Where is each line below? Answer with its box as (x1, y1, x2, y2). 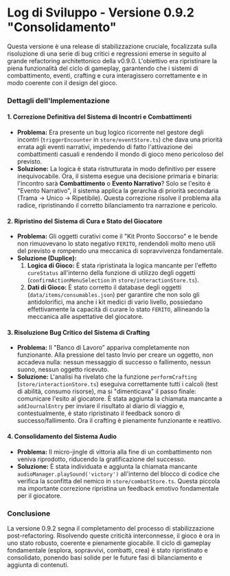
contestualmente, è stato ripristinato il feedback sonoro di (16, 409, 181, 417)
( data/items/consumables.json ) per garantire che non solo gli (27, 291, 200, 299)
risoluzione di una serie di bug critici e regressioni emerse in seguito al (7, 49, 207, 58)
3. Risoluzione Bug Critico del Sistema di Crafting (7, 328, 150, 336)
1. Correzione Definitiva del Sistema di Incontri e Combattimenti (7, 113, 192, 121)
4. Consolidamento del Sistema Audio (7, 432, 117, 441)
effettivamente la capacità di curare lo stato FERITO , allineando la (27, 305, 210, 313)
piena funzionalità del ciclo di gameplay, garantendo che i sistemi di (7, 64, 199, 72)
